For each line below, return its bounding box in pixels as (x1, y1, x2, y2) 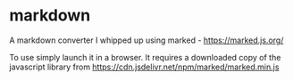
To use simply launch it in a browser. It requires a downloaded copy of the (9, 52, 281, 62)
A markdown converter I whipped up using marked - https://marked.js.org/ (9, 35, 284, 45)
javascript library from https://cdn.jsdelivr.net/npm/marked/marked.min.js (9, 61, 280, 72)
